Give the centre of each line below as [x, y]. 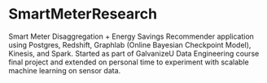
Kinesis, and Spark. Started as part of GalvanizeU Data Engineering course [134, 53]
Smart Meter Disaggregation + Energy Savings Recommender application [131, 36]
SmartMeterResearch [83, 14]
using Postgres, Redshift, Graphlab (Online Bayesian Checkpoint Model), [130, 44]
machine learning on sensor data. [65, 70]
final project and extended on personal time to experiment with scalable [129, 62]
